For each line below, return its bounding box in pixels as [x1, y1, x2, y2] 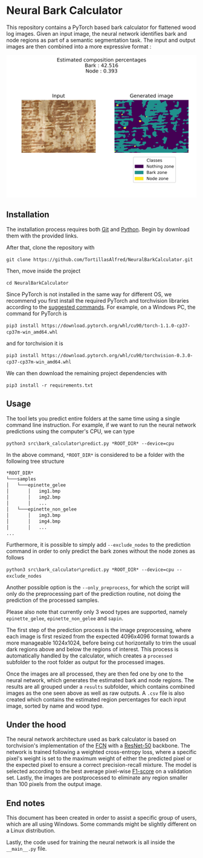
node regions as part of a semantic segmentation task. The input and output [6, 36, 196, 44]
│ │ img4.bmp [6, 518, 61, 524]
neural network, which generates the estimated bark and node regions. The [6, 676, 195, 683]
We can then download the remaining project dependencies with [6, 369, 167, 376]
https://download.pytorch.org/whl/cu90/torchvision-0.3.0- [41, 352, 193, 358]
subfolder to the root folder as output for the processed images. [6, 658, 165, 665]
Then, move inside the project [6, 267, 81, 274]
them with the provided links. [6, 232, 79, 239]
